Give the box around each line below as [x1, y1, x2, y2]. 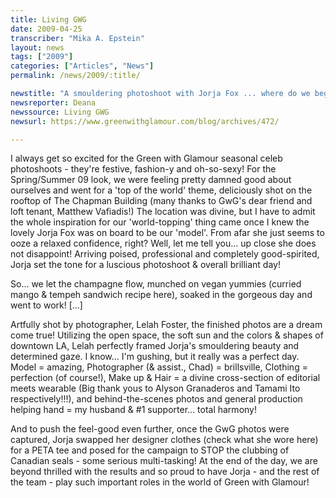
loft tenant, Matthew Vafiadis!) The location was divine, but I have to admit [10, 206, 316, 218]
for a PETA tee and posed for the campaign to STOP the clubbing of [10, 444, 290, 456]
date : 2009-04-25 [10, 24, 83, 34]
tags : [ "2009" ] [10, 52, 74, 62]
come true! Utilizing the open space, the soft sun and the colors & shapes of [10, 329, 324, 341]
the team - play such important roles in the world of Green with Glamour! [10, 476, 310, 488]
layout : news [10, 42, 65, 53]
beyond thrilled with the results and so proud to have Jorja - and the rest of [10, 466, 320, 478]
